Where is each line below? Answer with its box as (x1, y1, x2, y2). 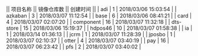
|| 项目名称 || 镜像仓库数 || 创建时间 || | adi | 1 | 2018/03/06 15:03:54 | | (6, 6, 177, 12)
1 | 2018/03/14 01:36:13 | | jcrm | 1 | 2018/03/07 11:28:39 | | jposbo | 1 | (6, 31, 176, 37)
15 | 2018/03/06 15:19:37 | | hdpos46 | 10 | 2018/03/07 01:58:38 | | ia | (22, 24, 193, 32)
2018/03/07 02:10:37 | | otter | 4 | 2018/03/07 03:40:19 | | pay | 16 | (6, 37, 170, 44)
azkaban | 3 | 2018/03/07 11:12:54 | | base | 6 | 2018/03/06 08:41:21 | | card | (6, 12, 192, 19)
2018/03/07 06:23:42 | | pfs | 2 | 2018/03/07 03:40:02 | (6, 43, 141, 50)
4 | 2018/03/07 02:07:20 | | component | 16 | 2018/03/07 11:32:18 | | (6, 19, 170, 25)
